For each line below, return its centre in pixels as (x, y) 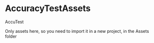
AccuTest (14, 22)
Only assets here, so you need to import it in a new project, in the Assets (77, 31)
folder (11, 36)
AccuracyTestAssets (48, 8)
